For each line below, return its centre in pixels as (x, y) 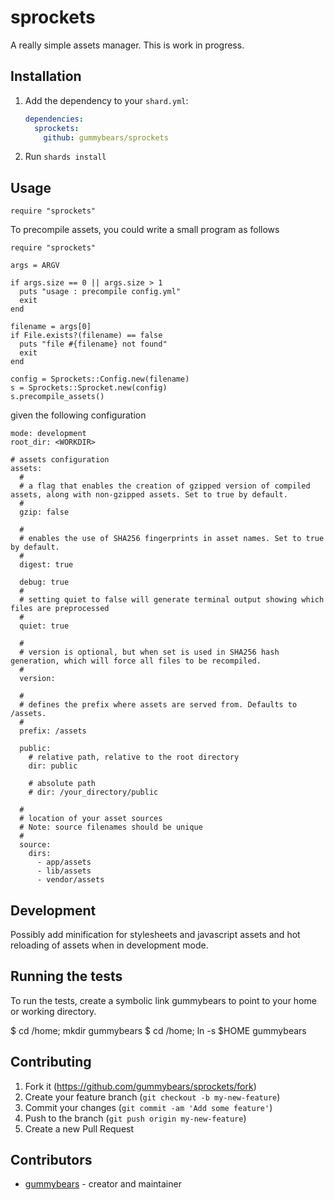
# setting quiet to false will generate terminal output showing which (172, 600)
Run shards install (65, 157)
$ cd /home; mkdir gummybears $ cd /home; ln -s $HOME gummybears (158, 1030)
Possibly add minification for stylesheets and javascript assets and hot (155, 934)
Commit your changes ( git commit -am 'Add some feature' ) (148, 1107)
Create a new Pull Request (79, 1128)
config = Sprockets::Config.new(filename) (100, 379)
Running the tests (66, 976)
